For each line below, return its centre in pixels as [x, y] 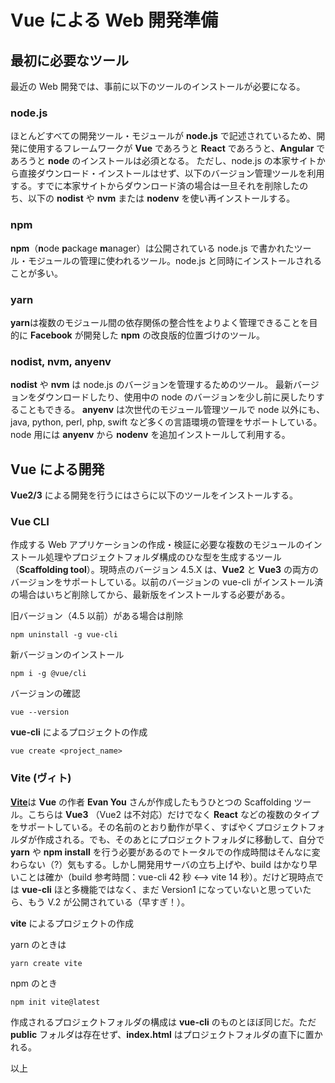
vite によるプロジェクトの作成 [72, 923]
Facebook [51, 335]
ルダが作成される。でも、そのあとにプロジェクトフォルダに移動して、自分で [167, 839]
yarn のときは [38, 944]
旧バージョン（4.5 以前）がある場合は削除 [97, 616]
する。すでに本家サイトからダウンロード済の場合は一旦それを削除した [155, 186]
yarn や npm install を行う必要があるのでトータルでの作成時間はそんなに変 [165, 852]
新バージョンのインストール [67, 655]
